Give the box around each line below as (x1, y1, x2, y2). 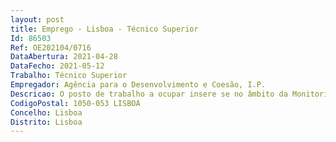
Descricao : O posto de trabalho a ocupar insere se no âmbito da (10, 89, 288, 99)
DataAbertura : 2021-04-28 (10, 52, 118, 62)
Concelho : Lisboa (10, 107, 83, 118)
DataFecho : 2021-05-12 (10, 61, 105, 71)
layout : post (10, 14, 65, 25)
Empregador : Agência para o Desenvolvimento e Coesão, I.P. (10, 80, 267, 90)
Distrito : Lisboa (10, 117, 83, 127)
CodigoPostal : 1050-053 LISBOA (10, 98, 141, 108)
